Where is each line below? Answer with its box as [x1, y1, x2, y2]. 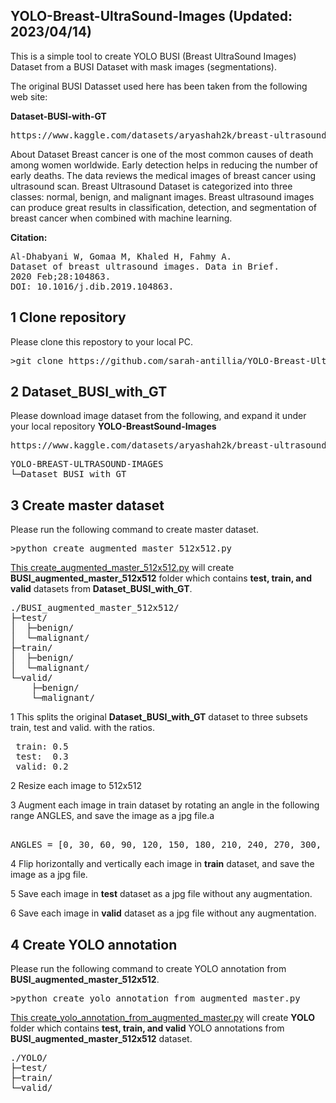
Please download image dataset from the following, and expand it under [10, 410, 307, 422]
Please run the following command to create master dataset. [10, 524, 259, 536]
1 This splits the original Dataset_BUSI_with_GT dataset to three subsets [10, 711, 308, 723]
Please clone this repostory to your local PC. [10, 335, 193, 348]
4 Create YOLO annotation [10, 936, 178, 953]
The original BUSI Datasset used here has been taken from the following [10, 80, 308, 92]
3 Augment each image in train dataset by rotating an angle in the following [10, 799, 320, 811]
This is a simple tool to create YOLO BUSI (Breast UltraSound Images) [10, 50, 297, 62]
